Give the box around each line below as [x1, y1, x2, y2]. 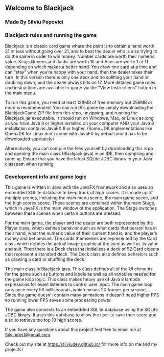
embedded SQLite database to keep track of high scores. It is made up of [5, 189, 153, 195]
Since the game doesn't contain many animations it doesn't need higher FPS [5, 292, 160, 298]
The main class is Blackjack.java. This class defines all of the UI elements [5, 266, 153, 272]
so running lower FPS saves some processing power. [5, 297, 112, 303]
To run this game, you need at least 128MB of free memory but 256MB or [5, 99, 153, 105]
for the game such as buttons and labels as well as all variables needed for [5, 271, 156, 277]
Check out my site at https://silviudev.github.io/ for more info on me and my [5, 341, 158, 347]
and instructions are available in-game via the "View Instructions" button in [5, 84, 156, 90]
